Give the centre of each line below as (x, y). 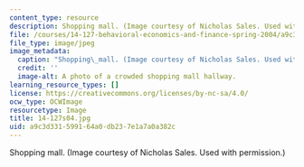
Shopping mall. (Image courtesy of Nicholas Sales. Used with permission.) (147, 153)
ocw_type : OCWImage (46, 102)
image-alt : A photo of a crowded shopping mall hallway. (127, 77)
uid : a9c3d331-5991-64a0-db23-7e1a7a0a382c (93, 127)
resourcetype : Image (48, 110)
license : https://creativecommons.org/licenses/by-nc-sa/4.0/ (129, 93)
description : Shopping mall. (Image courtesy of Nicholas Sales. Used (145, 26)
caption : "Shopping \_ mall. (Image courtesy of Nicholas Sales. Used (149, 60)
